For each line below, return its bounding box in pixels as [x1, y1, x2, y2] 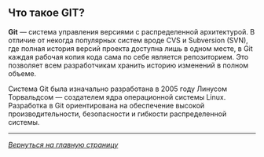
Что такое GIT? [8, 6, 85, 20]
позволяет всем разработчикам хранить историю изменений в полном [8, 60, 249, 70]
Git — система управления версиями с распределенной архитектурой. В [8, 27, 255, 36]
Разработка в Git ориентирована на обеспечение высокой [8, 100, 205, 110]
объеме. [8, 68, 37, 78]
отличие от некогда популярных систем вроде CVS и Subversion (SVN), [8, 35, 249, 45]
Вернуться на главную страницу [8, 140, 119, 149]
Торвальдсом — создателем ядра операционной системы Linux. [8, 92, 226, 101]
